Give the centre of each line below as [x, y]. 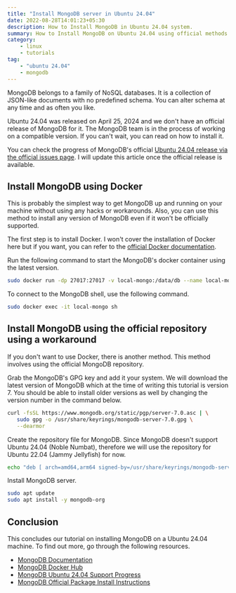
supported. [23, 226]
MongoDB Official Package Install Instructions [84, 582]
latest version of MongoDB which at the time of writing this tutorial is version [118, 385]
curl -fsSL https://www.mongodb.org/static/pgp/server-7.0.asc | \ [108, 413]
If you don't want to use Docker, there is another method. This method [109, 357]
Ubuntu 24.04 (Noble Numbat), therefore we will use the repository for [109, 447]
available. [21, 164]
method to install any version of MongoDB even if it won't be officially [108, 218]
